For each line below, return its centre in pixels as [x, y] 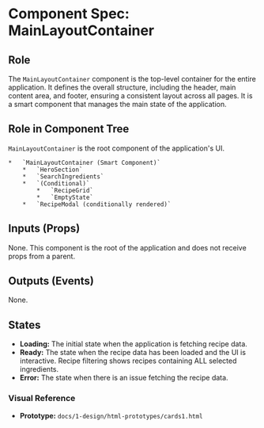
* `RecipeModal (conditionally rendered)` [97, 204]
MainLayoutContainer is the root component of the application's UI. [117, 148]
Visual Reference [42, 399]
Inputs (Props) [44, 229]
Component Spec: [69, 14]
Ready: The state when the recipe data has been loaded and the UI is [133, 353]
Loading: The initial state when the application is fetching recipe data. [133, 344]
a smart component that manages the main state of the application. [117, 104]
